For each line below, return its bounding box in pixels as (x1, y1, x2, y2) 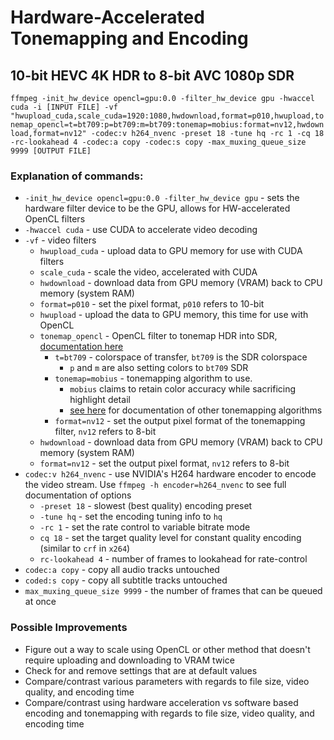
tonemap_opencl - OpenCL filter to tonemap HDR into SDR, (39, 330, 278, 342)
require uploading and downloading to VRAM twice (24, 654, 235, 666)
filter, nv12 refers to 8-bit (54, 426, 157, 438)
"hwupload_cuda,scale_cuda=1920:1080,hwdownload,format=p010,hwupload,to (10, 111, 325, 121)
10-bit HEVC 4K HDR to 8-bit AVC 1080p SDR (10, 67, 295, 84)
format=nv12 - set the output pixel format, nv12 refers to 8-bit (39, 457, 290, 470)
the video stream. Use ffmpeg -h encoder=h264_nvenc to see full (24, 479, 287, 491)
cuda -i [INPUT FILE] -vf (10, 102, 118, 112)
